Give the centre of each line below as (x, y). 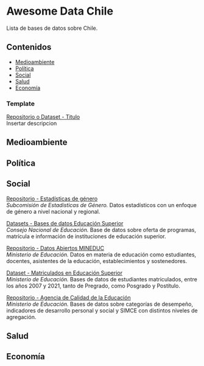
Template (21, 104)
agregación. (21, 317)
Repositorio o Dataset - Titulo (43, 117)
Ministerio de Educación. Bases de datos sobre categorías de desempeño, (100, 304)
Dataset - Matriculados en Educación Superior (65, 273)
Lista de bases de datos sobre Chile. (52, 28)
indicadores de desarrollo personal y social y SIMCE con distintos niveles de (102, 310)
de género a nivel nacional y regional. (53, 211)
